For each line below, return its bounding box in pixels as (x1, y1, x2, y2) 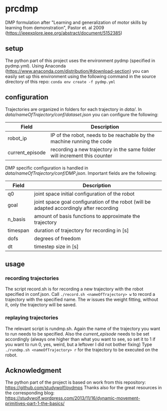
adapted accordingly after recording (34, 205, 118, 211)
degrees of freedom (34, 235, 81, 242)
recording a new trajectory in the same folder (50, 146, 156, 153)
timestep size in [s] (34, 243, 79, 250)
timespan (7, 227, 30, 234)
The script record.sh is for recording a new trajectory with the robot (5, 286, 144, 292)
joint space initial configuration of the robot (34, 190, 135, 197)
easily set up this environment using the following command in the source (5, 73, 156, 79)
